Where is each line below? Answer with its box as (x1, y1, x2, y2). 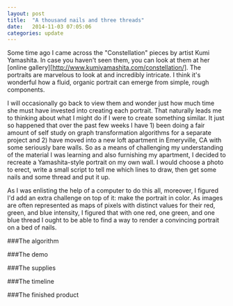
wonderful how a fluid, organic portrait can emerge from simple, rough (7, 78, 209, 87)
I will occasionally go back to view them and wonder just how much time (7, 99, 215, 108)
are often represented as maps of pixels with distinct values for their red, (7, 201, 216, 209)
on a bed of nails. (7, 223, 57, 232)
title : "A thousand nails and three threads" (7, 17, 145, 24)
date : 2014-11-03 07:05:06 (7, 23, 92, 30)
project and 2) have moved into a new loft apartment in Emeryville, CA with (7, 136, 222, 145)
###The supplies (7, 264, 56, 272)
